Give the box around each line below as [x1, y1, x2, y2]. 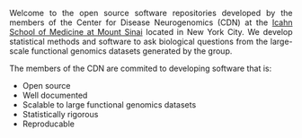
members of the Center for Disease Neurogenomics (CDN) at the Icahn [9, 17, 293, 28]
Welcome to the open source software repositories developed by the [9, 8, 293, 18]
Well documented [22, 90, 88, 100]
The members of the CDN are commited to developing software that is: [9, 63, 272, 73]
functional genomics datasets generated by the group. [31, 46, 233, 56]
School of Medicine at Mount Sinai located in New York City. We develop [9, 27, 293, 37]
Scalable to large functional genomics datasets [22, 99, 197, 110]
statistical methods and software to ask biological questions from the [9, 36, 268, 47]
